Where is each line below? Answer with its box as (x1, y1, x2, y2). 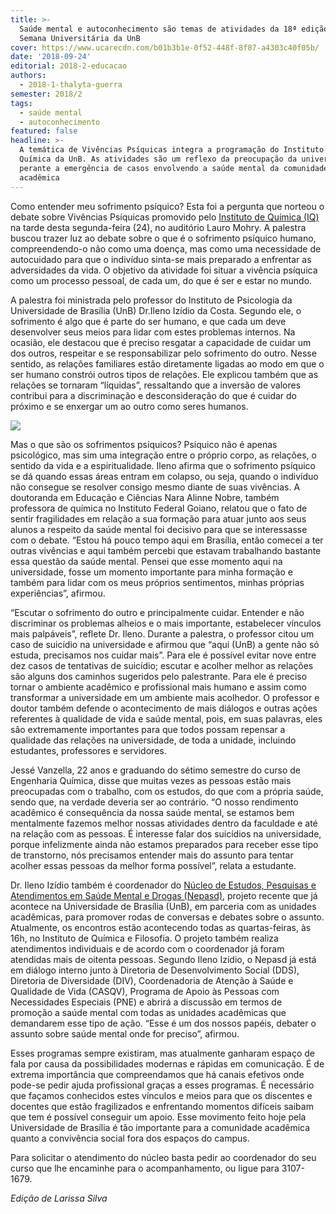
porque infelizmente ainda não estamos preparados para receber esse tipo (10, 838, 319, 850)
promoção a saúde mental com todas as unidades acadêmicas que (10, 1006, 287, 1018)
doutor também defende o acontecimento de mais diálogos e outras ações (10, 702, 318, 714)
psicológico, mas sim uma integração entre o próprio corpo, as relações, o (10, 449, 317, 461)
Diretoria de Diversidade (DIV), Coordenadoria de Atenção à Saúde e (10, 974, 294, 986)
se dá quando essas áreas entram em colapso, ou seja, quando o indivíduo (10, 470, 319, 482)
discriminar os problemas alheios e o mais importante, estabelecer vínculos (10, 617, 322, 629)
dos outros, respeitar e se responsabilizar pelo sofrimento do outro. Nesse (10, 347, 317, 359)
